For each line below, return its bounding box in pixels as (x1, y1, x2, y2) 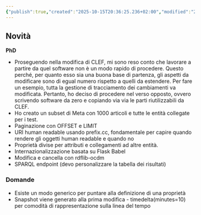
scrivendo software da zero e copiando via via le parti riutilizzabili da (14, 97, 184, 104)
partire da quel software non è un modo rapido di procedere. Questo (14, 65, 184, 72)
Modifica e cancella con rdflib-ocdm (14, 154, 104, 162)
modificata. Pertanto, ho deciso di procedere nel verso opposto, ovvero (14, 91, 191, 98)
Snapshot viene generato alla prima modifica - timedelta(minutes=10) (14, 196, 186, 203)
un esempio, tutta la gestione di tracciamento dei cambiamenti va (14, 84, 176, 91)
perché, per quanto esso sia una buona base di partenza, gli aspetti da (14, 71, 189, 79)
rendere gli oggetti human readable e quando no (14, 135, 134, 142)
